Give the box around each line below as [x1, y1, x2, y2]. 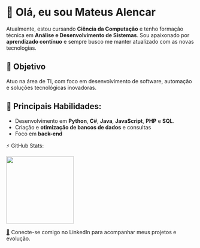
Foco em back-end [14, 130, 63, 137]
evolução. [6, 235, 31, 242]
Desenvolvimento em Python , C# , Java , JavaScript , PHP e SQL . [14, 117, 175, 125]
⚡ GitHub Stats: [6, 142, 44, 149]
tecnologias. [6, 44, 37, 52]
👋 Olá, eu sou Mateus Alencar [6, 5, 156, 19]
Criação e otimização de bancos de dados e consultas [14, 123, 151, 131]
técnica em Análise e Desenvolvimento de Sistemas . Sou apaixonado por [6, 31, 190, 38]
